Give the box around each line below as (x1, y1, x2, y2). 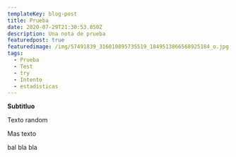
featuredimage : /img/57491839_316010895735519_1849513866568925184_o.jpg (7, 43, 230, 50)
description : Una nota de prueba (7, 30, 106, 37)
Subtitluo (7, 102, 35, 110)
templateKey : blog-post (7, 10, 78, 18)
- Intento (13, 76, 42, 83)
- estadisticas (13, 83, 59, 90)
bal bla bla (7, 143, 37, 152)
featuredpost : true (7, 37, 65, 44)
